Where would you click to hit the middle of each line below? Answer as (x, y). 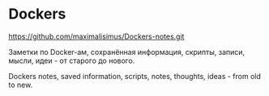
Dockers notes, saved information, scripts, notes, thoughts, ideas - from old (135, 76)
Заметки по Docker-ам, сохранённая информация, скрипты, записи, (127, 52)
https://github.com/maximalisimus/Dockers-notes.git (96, 36)
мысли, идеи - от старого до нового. (72, 61)
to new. (21, 85)
